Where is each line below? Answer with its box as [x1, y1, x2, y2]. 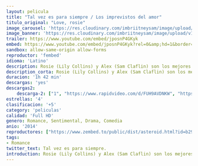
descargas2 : [6, 85, 35, 91]
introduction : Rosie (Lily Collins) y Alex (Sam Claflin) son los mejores [6, 151, 194, 157]
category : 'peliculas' [6, 107, 62, 113]
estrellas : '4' [6, 96, 44, 102]
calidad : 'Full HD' [6, 112, 54, 118]
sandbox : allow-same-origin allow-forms [6, 47, 107, 53]
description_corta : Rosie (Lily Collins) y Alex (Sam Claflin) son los [6, 69, 186, 75]
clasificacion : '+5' [6, 101, 57, 108]
